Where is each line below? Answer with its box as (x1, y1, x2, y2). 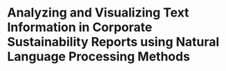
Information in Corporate (7, 19, 153, 35)
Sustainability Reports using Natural (7, 34, 220, 50)
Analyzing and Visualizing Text (7, 5, 189, 21)
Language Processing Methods (7, 49, 190, 65)
